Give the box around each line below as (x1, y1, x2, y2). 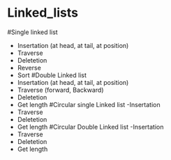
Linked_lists (7, 5, 79, 21)
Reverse (17, 63, 42, 72)
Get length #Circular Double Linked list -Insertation (17, 122, 164, 131)
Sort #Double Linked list (17, 71, 87, 79)
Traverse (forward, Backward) (17, 86, 104, 94)
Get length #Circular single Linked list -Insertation (17, 100, 161, 109)
